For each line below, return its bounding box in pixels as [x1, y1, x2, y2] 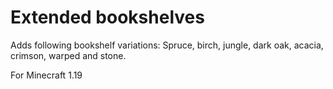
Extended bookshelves [10, 6, 205, 29]
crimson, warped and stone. [10, 49, 127, 61]
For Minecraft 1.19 [10, 69, 83, 81]
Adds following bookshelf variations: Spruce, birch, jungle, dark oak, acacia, [10, 39, 324, 51]
